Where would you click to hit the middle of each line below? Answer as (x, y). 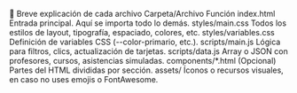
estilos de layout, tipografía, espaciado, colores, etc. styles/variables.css (142, 32)
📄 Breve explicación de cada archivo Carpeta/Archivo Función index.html (142, 14)
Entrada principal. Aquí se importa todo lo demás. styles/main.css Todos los (148, 23)
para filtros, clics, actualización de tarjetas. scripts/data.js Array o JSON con (148, 51)
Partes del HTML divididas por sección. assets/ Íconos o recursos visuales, (146, 70)
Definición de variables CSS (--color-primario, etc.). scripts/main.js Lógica (145, 42)
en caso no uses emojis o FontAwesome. (84, 79)
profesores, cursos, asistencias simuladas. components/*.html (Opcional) (143, 61)
